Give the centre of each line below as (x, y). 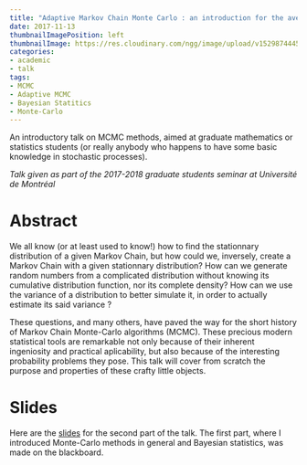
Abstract (43, 221)
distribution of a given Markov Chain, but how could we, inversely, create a (150, 256)
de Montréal (32, 185)
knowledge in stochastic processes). (79, 157)
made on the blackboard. (57, 452)
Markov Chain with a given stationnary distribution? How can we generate (148, 266)
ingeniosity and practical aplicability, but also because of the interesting (145, 352)
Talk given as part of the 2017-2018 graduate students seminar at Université (153, 174)
